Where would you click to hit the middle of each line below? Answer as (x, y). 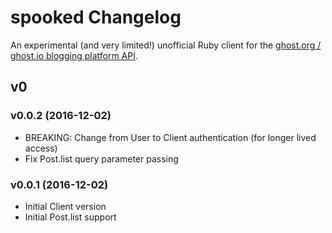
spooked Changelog (96, 17)
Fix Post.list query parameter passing (101, 158)
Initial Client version (65, 206)
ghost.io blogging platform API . (74, 55)
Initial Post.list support (70, 217)
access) (41, 148)
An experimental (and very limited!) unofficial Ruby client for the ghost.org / (166, 45)
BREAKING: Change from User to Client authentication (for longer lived (170, 137)
